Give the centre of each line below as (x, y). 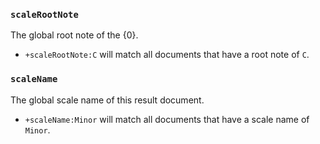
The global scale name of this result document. (107, 100)
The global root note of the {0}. (74, 35)
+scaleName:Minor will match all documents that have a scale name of (167, 119)
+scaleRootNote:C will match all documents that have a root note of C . (167, 55)
